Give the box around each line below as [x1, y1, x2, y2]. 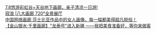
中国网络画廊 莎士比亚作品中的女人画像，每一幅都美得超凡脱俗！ [5, 17, 137, 22]
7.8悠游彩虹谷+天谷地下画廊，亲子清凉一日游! [5, 4, 98, 10]
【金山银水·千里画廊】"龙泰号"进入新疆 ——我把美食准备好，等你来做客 [5, 23, 152, 29]
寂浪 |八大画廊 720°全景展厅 [5, 10, 63, 16]
